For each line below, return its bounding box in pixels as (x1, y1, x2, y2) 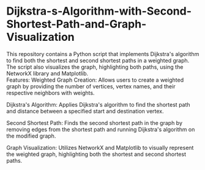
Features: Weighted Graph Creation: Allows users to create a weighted (6, 76, 184, 83)
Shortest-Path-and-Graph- (6, 17, 147, 31)
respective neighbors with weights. (6, 89, 95, 96)
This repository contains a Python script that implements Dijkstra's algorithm (6, 50, 199, 57)
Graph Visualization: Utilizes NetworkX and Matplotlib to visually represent (6, 144, 194, 151)
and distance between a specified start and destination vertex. (6, 107, 164, 115)
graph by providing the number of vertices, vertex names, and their (6, 82, 176, 90)
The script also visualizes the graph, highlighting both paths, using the (6, 63, 184, 71)
